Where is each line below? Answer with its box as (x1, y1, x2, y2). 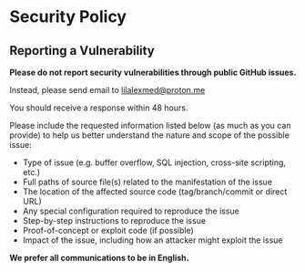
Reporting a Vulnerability (9, 43, 155, 58)
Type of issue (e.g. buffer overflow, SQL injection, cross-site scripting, (22, 157, 287, 168)
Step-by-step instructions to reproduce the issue (22, 215, 207, 225)
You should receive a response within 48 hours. (9, 102, 188, 113)
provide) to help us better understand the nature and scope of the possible (9, 130, 290, 141)
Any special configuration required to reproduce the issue (22, 205, 239, 216)
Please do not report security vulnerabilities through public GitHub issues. (9, 67, 297, 78)
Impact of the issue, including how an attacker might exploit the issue (22, 235, 283, 246)
